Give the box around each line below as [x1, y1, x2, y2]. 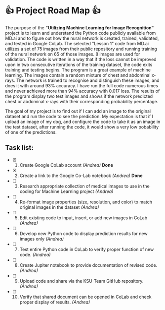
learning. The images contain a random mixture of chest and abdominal [5, 72, 151, 78]
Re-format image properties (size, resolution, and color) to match [19, 199, 152, 205]
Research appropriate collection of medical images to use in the [19, 183, 150, 189]
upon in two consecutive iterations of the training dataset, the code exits [5, 62, 153, 67]
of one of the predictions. [5, 129, 57, 135]
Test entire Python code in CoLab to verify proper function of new [19, 246, 154, 252]
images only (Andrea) [19, 236, 64, 242]
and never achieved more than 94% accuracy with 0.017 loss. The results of [5, 88, 160, 94]
